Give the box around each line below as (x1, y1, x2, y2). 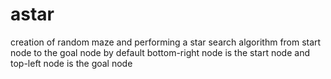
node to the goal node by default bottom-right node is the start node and (10, 46, 311, 58)
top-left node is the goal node (10, 57, 133, 69)
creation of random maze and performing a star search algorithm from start (10, 36, 322, 48)
